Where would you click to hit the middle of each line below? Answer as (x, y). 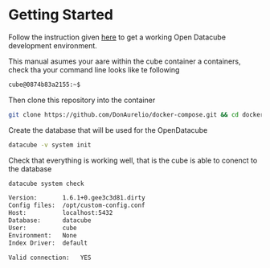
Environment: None (43, 235)
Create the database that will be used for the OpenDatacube (108, 130)
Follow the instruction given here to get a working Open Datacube (117, 37)
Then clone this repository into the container (82, 100)
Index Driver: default (48, 243)
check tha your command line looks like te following (94, 69)
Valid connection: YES (50, 258)
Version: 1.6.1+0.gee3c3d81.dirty (77, 198)
